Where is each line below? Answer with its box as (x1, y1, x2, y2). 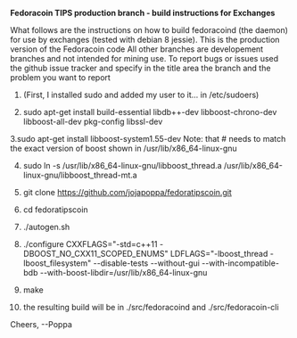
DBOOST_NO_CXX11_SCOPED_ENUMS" (22, 249, 169, 259)
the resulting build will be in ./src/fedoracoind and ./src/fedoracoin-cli (22, 302, 279, 312)
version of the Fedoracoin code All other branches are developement (10, 44, 264, 54)
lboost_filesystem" (22, 258, 92, 268)
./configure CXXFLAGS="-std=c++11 (22, 239, 158, 249)
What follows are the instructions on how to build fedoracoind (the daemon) (10, 25, 289, 35)
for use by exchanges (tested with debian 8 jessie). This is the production (10, 35, 280, 45)
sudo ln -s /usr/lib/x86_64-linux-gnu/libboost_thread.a (22, 161, 222, 170)
